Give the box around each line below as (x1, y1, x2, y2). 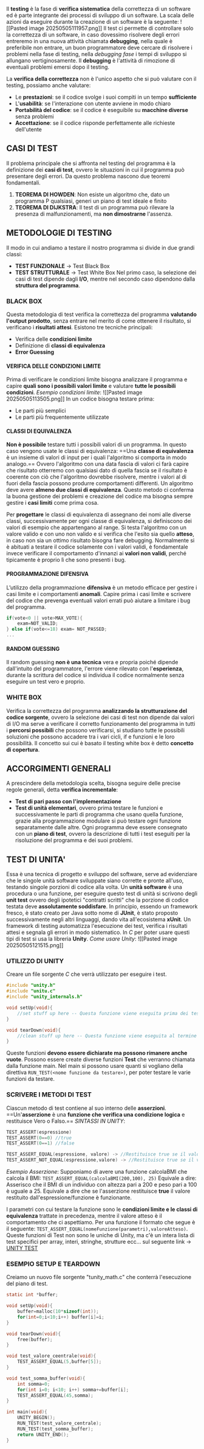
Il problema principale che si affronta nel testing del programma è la (6, 160, 176, 167)
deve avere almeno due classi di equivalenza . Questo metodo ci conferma (6, 486, 194, 494)
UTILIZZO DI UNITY (6, 957, 64, 966)
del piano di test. (6, 1280, 48, 1287)
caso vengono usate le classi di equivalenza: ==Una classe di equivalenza (6, 447, 194, 455)
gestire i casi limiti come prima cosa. (6, 499, 99, 507)
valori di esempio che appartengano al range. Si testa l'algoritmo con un (6, 524, 187, 532)
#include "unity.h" (6, 983, 56, 989)
